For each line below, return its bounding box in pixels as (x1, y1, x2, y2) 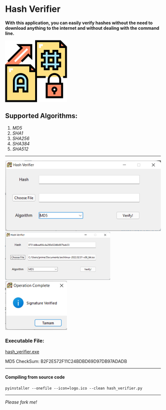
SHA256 (12, 135, 30, 141)
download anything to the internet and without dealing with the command (5, 25, 160, 31)
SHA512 (12, 146, 29, 152)
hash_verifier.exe (5, 349, 40, 355)
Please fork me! (5, 399, 38, 405)
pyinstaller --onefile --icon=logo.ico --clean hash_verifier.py (5, 386, 142, 391)
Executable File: (5, 337, 44, 344)
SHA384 (12, 140, 30, 146)
